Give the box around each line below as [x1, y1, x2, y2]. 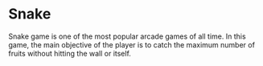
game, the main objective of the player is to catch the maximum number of [8, 39, 256, 49]
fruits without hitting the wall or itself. [8, 48, 131, 58]
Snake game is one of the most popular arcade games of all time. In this [8, 31, 247, 41]
